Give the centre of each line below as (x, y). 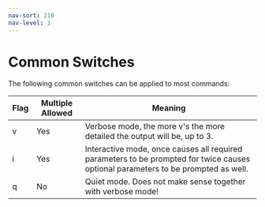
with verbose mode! (122, 192)
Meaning (169, 108)
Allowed (56, 113)
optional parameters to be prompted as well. (166, 169)
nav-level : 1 (30, 23)
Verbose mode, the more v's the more (155, 126)
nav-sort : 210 (32, 15)
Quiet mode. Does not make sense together (165, 182)
